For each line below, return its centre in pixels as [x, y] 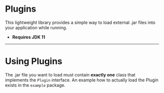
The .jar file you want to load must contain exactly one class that [70, 74]
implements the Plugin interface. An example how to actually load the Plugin [82, 80]
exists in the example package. [35, 85]
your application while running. [36, 27]
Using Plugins [34, 61]
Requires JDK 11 [29, 37]
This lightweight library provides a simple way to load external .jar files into [80, 22]
